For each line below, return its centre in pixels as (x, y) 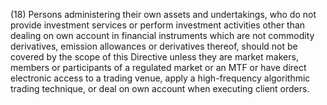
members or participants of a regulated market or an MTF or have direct (158, 67)
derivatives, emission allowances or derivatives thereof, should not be (154, 46)
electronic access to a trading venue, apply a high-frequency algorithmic (160, 78)
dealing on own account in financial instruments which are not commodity (162, 35)
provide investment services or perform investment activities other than (158, 25)
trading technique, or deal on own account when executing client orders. (160, 88)
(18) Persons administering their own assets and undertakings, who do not (163, 14)
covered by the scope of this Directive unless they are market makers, (154, 57)
